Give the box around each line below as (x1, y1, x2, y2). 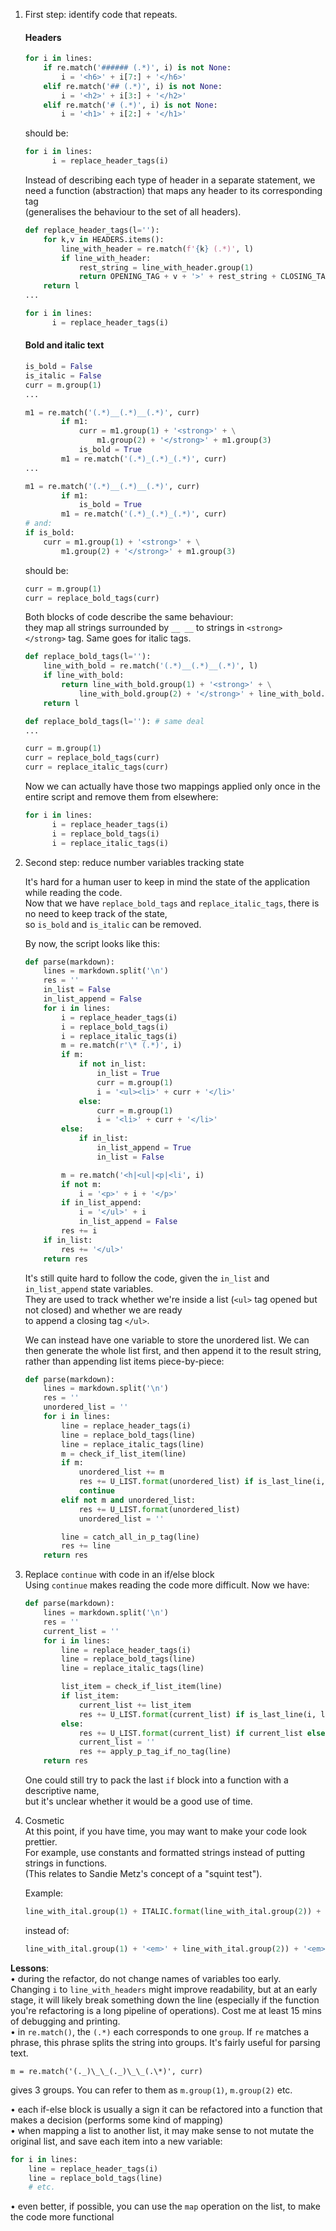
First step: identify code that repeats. (24, 9, 178, 20)
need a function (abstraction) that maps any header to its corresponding (24, 185, 323, 197)
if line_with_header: (61, 253, 152, 263)
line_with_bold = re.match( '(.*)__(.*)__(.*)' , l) (43, 661, 259, 671)
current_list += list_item (78, 1700, 192, 1710)
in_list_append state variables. (24, 1282, 154, 1294)
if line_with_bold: (43, 670, 125, 681)
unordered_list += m (78, 1467, 165, 1478)
